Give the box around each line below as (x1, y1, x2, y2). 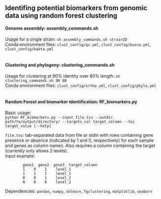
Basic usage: (5, 110, 31, 116)
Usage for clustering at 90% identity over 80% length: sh (5, 73, 120, 79)
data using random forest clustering (5, 12, 118, 20)
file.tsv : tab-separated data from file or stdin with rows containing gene (5, 132, 154, 138)
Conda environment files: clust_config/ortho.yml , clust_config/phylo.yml (5, 82, 157, 88)
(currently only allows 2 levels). (5, 148, 68, 153)
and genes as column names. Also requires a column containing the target (5, 143, 156, 149)
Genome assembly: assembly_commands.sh (5, 25, 99, 31)
